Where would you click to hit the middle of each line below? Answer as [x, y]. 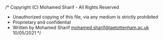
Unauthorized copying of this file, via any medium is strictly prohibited [85, 17]
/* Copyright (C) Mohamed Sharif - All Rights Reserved [62, 7]
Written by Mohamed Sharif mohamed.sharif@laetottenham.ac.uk [81, 27]
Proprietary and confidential [42, 22]
